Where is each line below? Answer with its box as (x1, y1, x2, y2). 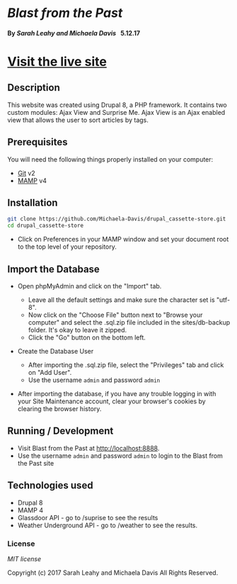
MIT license (7, 554, 41, 563)
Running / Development (7, 425, 114, 437)
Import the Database (7, 263, 100, 275)
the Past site (17, 459, 54, 467)
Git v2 (17, 169, 35, 177)
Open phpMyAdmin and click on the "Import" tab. (17, 281, 162, 290)
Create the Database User (17, 347, 94, 355)
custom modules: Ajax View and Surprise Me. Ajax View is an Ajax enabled (7, 108, 226, 116)
